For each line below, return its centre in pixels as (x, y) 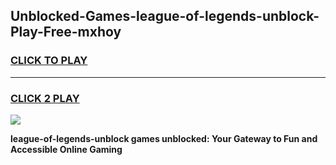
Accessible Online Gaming (66, 149)
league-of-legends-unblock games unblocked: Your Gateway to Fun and (164, 138)
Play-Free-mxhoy (66, 32)
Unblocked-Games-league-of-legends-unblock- (165, 16)
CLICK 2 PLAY (45, 98)
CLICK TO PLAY (49, 61)
